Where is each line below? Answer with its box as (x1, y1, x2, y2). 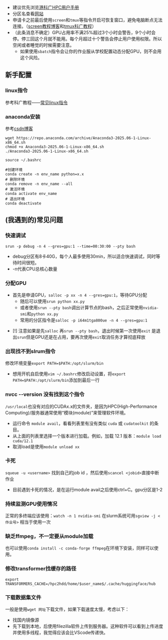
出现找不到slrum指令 (5, 348, 56, 355)
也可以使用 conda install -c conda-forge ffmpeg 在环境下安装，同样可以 (5, 545, 154, 551)
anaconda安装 (5, 113, 41, 120)
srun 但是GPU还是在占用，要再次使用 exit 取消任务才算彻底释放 (17, 334, 145, 340)
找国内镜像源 (12, 617, 39, 623)
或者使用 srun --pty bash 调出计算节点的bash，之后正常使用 (20, 304, 143, 310)
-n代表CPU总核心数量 (12, 266, 58, 272)
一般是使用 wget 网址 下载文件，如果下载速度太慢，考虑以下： (5, 606, 129, 612)
